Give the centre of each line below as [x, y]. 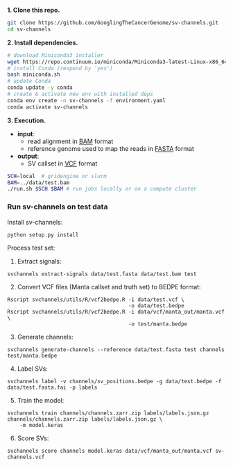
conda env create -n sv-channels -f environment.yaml [87, 100]
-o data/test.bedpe [156, 305]
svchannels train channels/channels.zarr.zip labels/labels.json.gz [108, 413]
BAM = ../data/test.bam [38, 183]
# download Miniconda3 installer [55, 55]
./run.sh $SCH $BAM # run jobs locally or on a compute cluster [102, 189]
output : [28, 156]
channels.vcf [26, 457]
